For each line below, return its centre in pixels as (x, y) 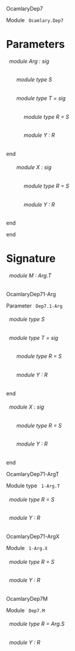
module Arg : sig (29, 61)
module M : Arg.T (30, 276)
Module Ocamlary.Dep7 (35, 20)
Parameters (36, 44)
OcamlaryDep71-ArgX (33, 536)
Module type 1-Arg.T (33, 486)
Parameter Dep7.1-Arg (34, 305)
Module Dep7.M (26, 610)
